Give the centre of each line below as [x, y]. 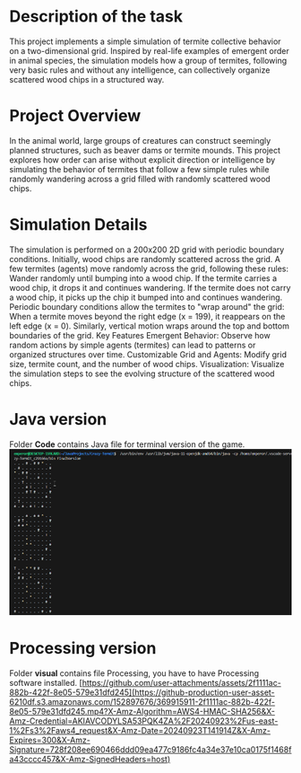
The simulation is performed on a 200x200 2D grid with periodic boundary [147, 250]
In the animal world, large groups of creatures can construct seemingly [140, 140]
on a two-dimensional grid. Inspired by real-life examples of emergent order [149, 50]
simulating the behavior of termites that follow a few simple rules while [139, 169]
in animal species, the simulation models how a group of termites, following [148, 60]
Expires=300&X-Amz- [50, 740]
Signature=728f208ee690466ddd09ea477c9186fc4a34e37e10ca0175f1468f [150, 749]
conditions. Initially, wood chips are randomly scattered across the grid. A [145, 259]
